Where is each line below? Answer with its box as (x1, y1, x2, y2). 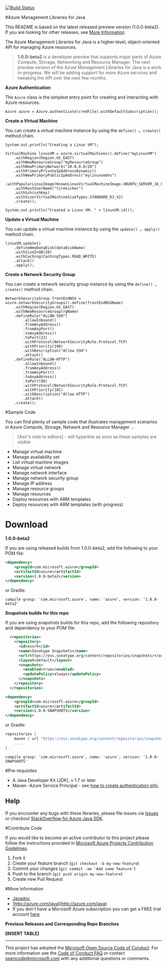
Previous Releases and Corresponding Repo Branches (5, 921, 119, 927)
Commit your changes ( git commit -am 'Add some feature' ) (12, 866, 136, 871)
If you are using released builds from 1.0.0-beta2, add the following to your (5, 545, 158, 551)
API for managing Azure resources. (5, 44, 77, 50)
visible (17, 439, 31, 445)
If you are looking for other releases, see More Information (5, 29, 125, 35)
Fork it (12, 855, 26, 861)
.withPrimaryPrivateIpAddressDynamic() (14, 169, 97, 174)
